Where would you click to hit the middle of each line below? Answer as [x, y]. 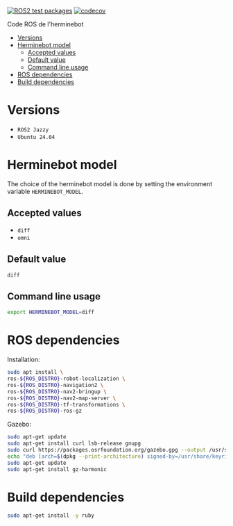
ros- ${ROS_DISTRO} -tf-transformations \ [67, 404]
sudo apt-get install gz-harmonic [57, 469]
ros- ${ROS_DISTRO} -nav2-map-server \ [62, 398]
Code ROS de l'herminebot [45, 24]
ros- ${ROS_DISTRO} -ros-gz [44, 411]
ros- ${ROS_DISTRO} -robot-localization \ [67, 379]
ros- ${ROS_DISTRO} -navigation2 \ [55, 385]
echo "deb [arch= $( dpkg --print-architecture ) [76, 456]
